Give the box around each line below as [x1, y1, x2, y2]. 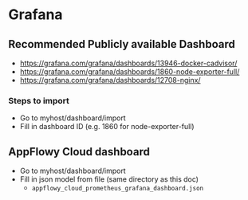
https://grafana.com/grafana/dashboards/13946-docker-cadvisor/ [19, 58, 238, 68]
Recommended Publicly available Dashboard [8, 37, 235, 51]
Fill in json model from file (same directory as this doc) [19, 175, 199, 184]
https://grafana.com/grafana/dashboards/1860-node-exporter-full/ [19, 67, 240, 76]
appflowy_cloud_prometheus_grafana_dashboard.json [31, 185, 204, 193]
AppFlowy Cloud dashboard [8, 145, 150, 159]
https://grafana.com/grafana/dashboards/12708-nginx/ [19, 76, 201, 84]
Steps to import [8, 95, 70, 106]
